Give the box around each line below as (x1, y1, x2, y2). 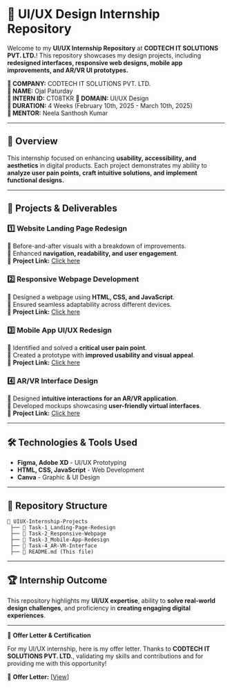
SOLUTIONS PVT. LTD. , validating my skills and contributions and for (7, 651, 204, 660)
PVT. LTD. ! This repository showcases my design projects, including (7, 51, 202, 60)
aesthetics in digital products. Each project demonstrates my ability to (7, 161, 207, 169)
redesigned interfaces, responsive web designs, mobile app (7, 58, 183, 67)
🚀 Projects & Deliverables (7, 202, 117, 214)
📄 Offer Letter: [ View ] (7, 672, 70, 681)
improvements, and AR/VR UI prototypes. (7, 66, 129, 74)
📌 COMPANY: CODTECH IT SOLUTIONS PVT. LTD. (7, 79, 151, 87)
